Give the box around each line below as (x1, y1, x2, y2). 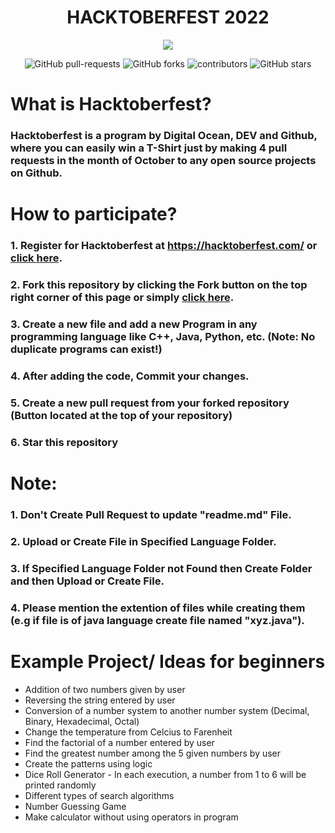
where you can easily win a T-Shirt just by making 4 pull (10, 141, 288, 155)
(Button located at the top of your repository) (10, 408, 233, 422)
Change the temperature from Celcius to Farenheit (24, 726, 233, 738)
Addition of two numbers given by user (24, 683, 186, 695)
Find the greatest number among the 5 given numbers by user (24, 747, 282, 759)
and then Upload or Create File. (10, 574, 165, 588)
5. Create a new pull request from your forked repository (10, 396, 290, 410)
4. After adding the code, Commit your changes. (10, 369, 250, 383)
